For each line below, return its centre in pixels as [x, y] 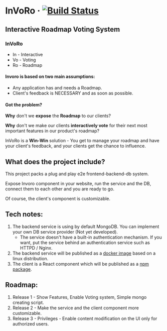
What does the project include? [55, 161]
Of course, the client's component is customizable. [58, 199]
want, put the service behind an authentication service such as [85, 242]
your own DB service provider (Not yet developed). [65, 232]
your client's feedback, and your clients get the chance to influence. [76, 146]
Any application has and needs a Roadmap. [57, 88]
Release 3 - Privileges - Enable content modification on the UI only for [85, 318]
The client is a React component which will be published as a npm [81, 264]
